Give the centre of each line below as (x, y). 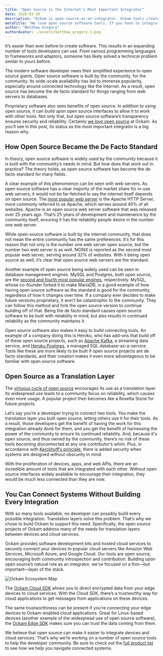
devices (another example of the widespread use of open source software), (81, 618)
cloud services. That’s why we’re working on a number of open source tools (81, 638)
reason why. (17, 132)
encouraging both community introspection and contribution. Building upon (80, 559)
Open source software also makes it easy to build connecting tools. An (76, 330)
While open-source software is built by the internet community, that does (78, 234)
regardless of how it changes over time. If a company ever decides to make (80, 295)
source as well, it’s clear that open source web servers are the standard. (77, 260)
